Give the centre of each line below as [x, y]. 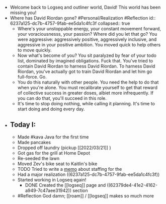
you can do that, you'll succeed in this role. [62, 98]
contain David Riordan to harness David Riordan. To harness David [86, 66]
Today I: [23, 125]
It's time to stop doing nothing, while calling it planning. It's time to [86, 104]
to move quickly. [34, 50]
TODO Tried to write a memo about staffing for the [70, 169]
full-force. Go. [32, 77]
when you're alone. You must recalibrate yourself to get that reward [87, 87]
